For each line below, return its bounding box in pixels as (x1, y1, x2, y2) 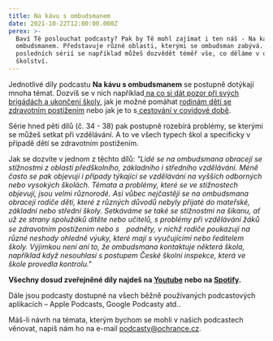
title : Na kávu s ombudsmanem (8, 11, 111, 20)
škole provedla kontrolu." (8, 259, 92, 269)
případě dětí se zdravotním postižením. (8, 138, 140, 148)
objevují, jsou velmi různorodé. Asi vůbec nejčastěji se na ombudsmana (8, 188, 249, 198)
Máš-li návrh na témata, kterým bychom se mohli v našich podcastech (8, 314, 244, 325)
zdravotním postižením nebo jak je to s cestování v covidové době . (8, 105, 232, 114)
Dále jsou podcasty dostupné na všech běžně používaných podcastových (8, 290, 256, 300)
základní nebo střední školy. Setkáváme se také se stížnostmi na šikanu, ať (8, 205, 260, 215)
